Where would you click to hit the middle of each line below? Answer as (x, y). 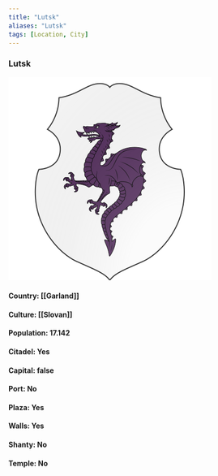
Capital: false (31, 370)
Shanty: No (28, 445)
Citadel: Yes (29, 352)
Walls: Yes (26, 426)
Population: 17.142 (39, 333)
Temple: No (28, 463)
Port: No (23, 389)
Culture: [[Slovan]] (41, 314)
